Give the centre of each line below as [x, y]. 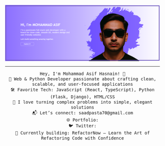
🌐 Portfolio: [82, 120]
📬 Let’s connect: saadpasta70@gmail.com [82, 113]
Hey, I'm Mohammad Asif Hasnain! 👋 [82, 74]
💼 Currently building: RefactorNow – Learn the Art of [82, 133]
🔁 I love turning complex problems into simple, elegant [82, 102]
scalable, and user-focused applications [82, 84]
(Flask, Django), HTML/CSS [82, 97]
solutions [82, 108]
